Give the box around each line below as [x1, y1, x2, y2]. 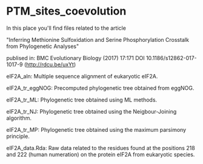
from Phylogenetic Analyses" [6, 43, 79, 50]
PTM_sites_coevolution [6, 4, 127, 18]
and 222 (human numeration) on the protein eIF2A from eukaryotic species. [6, 151, 195, 158]
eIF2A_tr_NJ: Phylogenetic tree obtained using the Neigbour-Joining [6, 108, 177, 115]
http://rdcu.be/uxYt [26, 61, 75, 68]
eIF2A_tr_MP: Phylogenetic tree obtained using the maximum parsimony [6, 126, 187, 133]
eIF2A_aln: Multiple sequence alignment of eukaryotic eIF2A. [6, 72, 158, 80]
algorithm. [6, 114, 32, 121]
